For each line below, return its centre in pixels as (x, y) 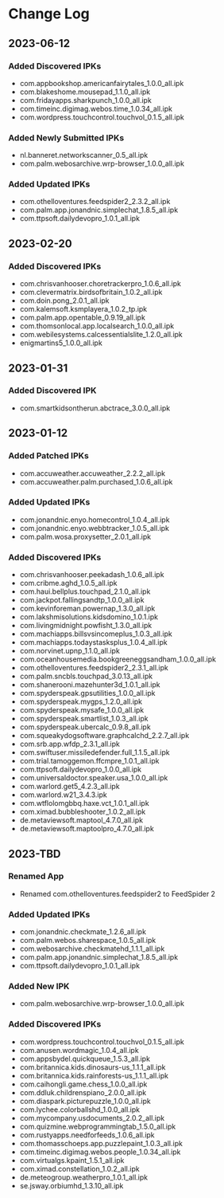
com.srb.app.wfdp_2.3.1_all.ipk (70, 744)
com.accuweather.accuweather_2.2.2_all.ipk (92, 473)
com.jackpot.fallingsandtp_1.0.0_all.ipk (82, 600)
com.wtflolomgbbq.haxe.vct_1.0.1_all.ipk (84, 803)
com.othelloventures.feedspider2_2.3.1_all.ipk (94, 668)
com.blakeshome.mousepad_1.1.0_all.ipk (85, 92)
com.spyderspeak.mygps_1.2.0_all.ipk (81, 701)
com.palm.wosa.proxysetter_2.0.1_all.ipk (85, 536)
